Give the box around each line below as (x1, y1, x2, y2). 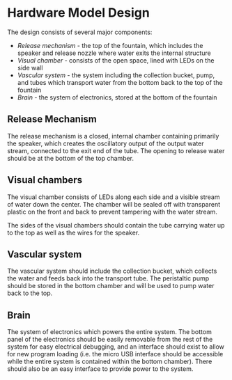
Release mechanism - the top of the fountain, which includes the (17, 41, 203, 49)
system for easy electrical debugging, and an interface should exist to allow (7, 342, 225, 351)
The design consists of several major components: (7, 28, 153, 36)
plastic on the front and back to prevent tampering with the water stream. (7, 207, 218, 216)
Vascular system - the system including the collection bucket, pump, (17, 71, 215, 79)
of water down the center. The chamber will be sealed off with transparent (7, 200, 221, 208)
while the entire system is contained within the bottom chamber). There (7, 357, 212, 366)
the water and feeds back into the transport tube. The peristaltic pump (7, 274, 210, 283)
